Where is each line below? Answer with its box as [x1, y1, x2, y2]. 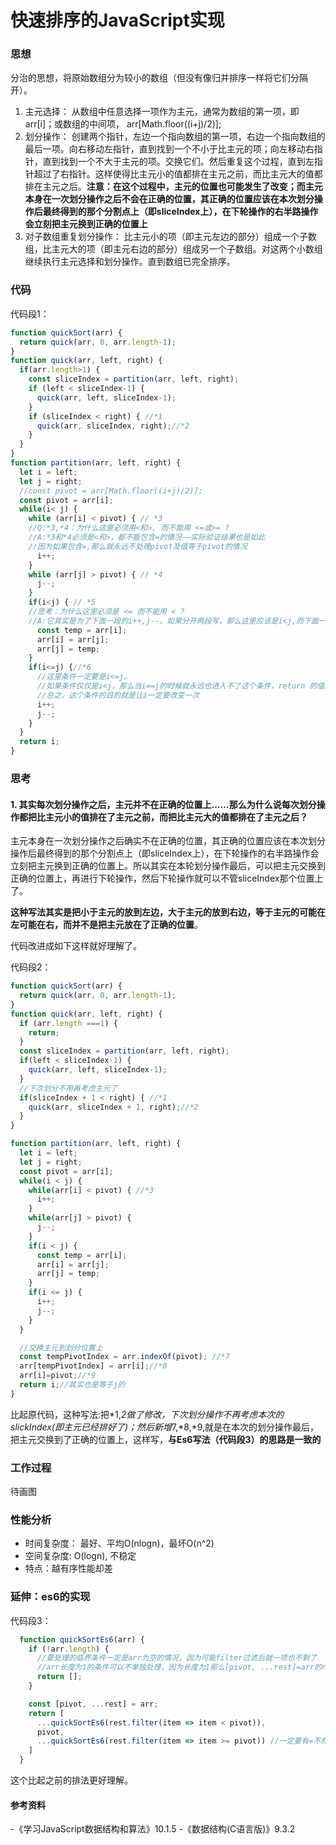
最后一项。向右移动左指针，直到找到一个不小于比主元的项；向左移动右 [24, 143, 315, 155]
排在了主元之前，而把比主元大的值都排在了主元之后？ [88, 811, 308, 823]
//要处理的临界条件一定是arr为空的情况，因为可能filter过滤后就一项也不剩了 [36, 1653, 318, 1663]
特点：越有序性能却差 [24, 1562, 113, 1575]
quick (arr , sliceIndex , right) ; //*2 [36, 421, 190, 431]
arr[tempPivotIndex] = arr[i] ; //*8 [19, 1361, 168, 1371]
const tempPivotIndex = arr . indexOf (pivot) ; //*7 [19, 1352, 230, 1362]
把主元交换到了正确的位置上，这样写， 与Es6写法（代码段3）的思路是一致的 [10, 1433, 322, 1445]
